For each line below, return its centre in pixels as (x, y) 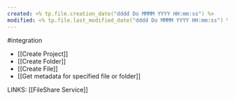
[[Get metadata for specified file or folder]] (79, 76)
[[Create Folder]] (42, 61)
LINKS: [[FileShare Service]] (48, 90)
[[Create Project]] (43, 54)
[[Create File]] (37, 69)
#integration (25, 40)
